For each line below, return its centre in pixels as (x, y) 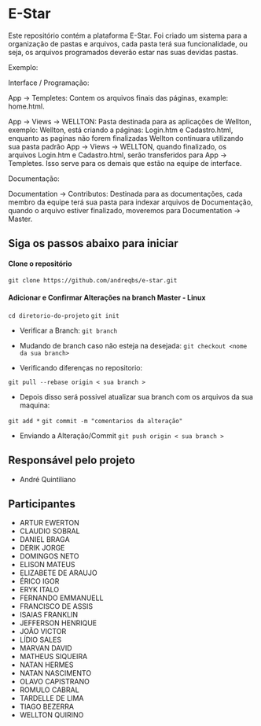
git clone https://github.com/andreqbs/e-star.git (93, 280)
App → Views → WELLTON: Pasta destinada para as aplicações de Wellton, (130, 121)
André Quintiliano (48, 479)
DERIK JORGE (42, 548)
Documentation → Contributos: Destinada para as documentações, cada (125, 193)
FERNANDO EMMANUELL (61, 598)
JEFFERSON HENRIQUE (58, 623)
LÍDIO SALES (40, 640)
